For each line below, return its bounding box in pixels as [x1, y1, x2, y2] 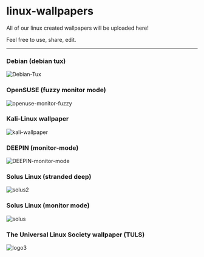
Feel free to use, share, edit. [6, 36, 76, 43]
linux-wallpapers [6, 4, 94, 18]
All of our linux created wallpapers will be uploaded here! [6, 24, 149, 32]
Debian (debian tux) [6, 56, 66, 65]
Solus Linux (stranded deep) [6, 173, 92, 181]
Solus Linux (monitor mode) [6, 201, 90, 210]
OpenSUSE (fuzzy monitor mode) [6, 86, 106, 95]
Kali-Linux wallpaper [6, 115, 69, 123]
